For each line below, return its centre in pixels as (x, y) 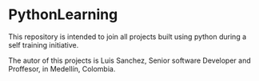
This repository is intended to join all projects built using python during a (128, 37)
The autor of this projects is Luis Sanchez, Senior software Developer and (130, 60)
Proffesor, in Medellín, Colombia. (62, 68)
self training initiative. (44, 44)
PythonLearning (63, 15)
